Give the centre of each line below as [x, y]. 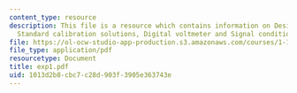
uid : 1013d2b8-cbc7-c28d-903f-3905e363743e [91, 75]
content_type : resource [53, 17]
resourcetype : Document [53, 58]
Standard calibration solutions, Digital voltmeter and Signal [136, 34]
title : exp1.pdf [39, 67]
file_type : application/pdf [61, 50]
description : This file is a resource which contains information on [140, 26]
